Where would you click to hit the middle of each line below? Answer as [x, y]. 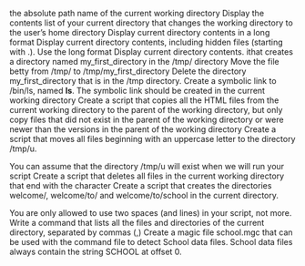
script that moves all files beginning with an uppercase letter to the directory [152, 139]
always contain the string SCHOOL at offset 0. [96, 251]
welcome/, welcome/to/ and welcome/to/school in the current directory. [144, 195]
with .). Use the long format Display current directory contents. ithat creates [152, 52]
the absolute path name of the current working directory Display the [137, 13]
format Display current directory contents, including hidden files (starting [147, 42]
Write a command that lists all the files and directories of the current [137, 223]
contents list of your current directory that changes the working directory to [151, 23]
